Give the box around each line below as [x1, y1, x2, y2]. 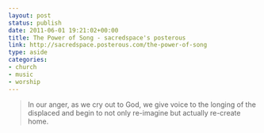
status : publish [8, 19, 62, 27]
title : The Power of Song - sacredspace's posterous [8, 33, 186, 42]
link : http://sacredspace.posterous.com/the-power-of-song [8, 41, 208, 49]
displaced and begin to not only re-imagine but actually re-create [27, 108, 241, 117]
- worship [8, 78, 41, 85]
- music [8, 70, 34, 78]
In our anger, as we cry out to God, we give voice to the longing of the [27, 100, 256, 109]
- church [8, 63, 37, 71]
